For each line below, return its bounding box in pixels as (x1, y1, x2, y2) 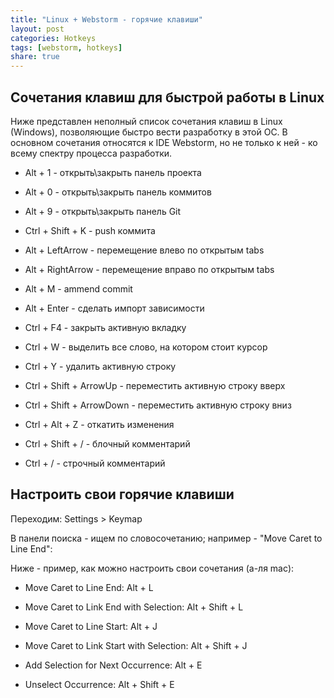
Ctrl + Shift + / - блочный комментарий (24, 437, 191, 450)
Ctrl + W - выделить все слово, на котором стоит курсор (24, 341, 268, 353)
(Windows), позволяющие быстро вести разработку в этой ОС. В (10, 126, 288, 138)
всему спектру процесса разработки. (10, 147, 173, 159)
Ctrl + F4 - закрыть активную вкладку (24, 321, 187, 333)
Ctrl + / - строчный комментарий (24, 457, 166, 469)
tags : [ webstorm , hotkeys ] (10, 42, 123, 53)
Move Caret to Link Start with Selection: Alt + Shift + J (24, 639, 248, 651)
